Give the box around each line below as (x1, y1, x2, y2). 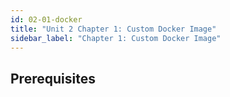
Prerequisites (10, 70, 96, 87)
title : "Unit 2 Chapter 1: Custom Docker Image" (10, 24, 217, 34)
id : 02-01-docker (10, 14, 83, 25)
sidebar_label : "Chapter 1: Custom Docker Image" (10, 33, 222, 43)
